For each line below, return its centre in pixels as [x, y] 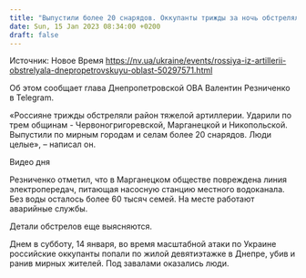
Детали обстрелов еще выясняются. [81, 227]
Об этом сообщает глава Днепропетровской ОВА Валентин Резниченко [150, 88]
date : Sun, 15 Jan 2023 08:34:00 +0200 [85, 26]
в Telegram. [32, 98]
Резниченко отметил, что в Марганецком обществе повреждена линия [148, 180]
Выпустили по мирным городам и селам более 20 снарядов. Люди [140, 135]
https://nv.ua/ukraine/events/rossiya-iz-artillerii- [196, 61]
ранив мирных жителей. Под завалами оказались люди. [119, 263]
